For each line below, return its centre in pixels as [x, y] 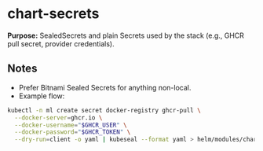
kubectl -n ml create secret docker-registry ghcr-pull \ [104, 110]
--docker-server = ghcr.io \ [58, 118]
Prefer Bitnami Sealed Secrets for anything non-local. [105, 87]
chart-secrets [53, 14]
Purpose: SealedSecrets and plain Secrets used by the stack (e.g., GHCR [126, 35]
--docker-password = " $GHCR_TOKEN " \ [73, 132]
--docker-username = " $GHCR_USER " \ [71, 125]
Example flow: [42, 96]
